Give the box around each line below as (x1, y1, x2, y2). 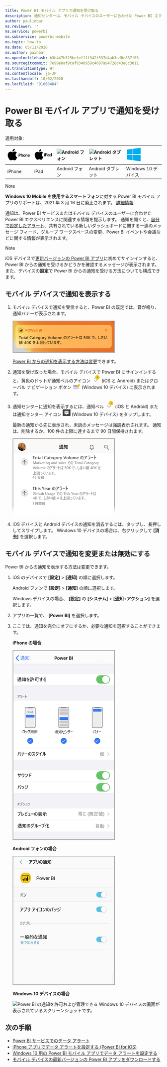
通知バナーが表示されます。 (12, 310, 69, 316)
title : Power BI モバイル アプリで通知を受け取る (5, 8, 99, 13)
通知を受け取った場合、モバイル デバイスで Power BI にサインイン (12, 369, 148, 375)
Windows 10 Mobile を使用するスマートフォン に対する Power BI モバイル (5, 193, 155, 199)
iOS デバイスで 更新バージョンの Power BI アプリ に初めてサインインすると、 (5, 256, 161, 262)
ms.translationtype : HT (5, 66, 55, 71)
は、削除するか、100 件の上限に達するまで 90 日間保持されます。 (12, 428, 146, 434)
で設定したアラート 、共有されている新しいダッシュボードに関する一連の (5, 223, 153, 229)
